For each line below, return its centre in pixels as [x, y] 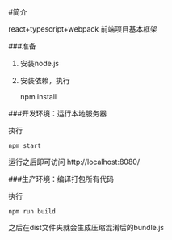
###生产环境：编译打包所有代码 [61, 179]
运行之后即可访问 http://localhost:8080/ [74, 162]
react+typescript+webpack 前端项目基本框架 [83, 29]
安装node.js [40, 63]
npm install [38, 97]
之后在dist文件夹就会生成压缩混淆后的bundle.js [86, 227]
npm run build [32, 212]
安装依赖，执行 [45, 80]
